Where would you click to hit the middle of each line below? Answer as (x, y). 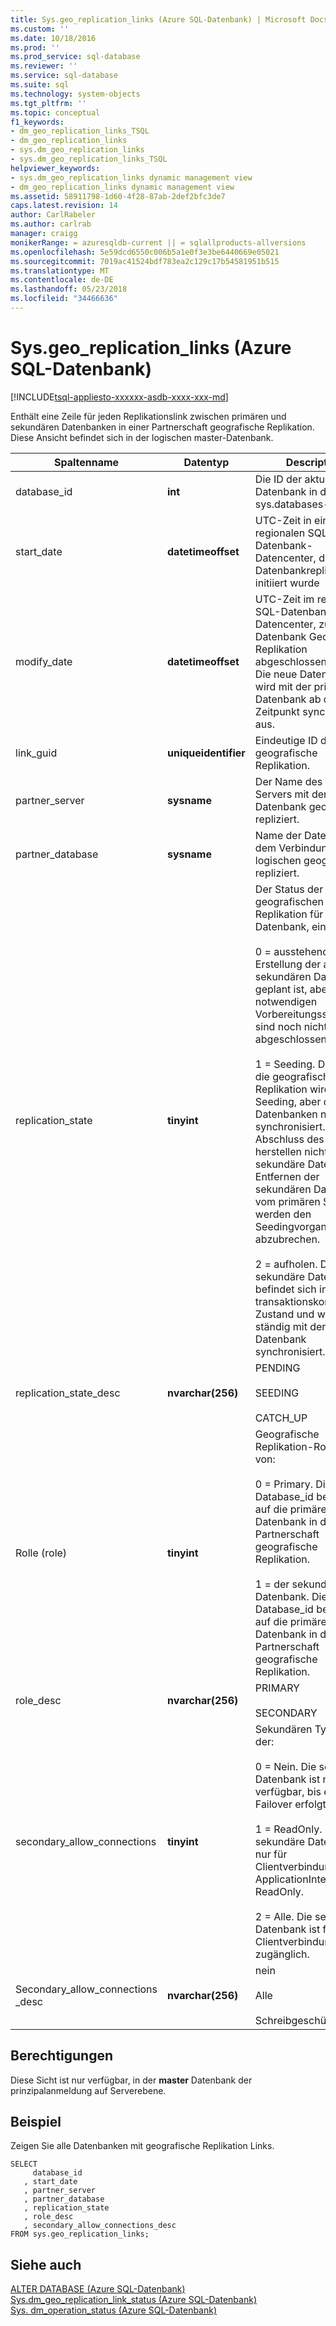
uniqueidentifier (206, 753)
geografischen (289, 901)
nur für (271, 1854)
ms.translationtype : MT (60, 271)
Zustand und (284, 1314)
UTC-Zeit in (283, 520)
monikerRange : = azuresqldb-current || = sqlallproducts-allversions (158, 242)
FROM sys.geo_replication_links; (80, 2234)
